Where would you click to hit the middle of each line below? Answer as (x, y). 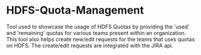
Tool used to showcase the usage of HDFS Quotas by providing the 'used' (98, 27)
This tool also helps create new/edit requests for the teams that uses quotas (100, 39)
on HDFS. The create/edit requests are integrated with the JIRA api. (90, 46)
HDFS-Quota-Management (75, 10)
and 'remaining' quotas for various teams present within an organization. (96, 33)
